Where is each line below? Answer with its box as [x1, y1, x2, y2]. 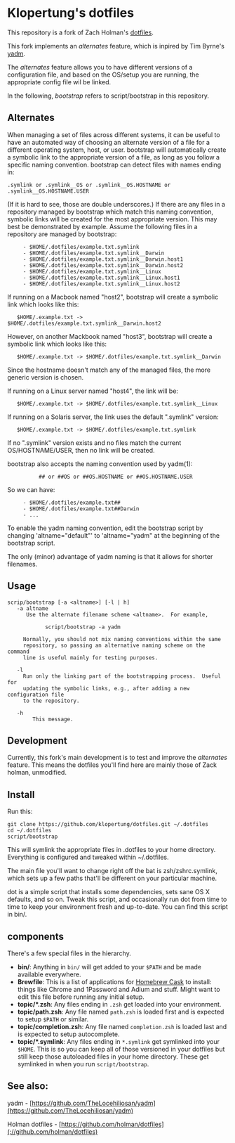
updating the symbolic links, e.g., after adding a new [22, 685, 190, 692]
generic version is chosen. [7, 373, 84, 381]
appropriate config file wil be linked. [7, 77, 112, 86]
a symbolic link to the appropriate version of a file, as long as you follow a [7, 153, 220, 161]
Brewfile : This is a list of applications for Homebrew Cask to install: [17, 978, 212, 986]
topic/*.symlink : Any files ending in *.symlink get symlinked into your [17, 1038, 220, 1045]
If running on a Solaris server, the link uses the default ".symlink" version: [7, 413, 219, 421]
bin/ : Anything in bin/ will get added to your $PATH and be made [17, 963, 202, 971]
